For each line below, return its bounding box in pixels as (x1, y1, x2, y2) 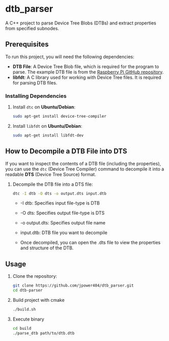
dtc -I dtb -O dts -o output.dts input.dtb (12, 191, 107, 196)
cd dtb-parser (12, 288, 43, 293)
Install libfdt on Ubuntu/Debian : (12, 123, 82, 129)
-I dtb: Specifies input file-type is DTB (20, 200, 100, 206)
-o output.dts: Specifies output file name (20, 220, 106, 226)
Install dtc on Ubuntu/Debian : (12, 104, 75, 110)
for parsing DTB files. (12, 79, 58, 86)
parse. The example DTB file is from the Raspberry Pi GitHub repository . (12, 69, 164, 75)
